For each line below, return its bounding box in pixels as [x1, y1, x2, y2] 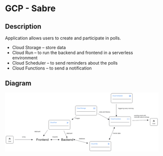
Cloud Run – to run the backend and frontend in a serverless [12, 50, 133, 55]
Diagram [5, 79, 32, 87]
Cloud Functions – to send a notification [12, 65, 92, 71]
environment [12, 55, 38, 61]
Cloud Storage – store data [12, 45, 66, 50]
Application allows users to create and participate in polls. [5, 35, 121, 41]
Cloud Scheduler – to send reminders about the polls [12, 60, 118, 66]
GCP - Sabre [5, 3, 56, 14]
